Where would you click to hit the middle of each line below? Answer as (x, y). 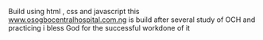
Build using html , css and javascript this (74, 11)
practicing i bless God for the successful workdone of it (99, 28)
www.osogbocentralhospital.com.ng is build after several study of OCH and (132, 20)
